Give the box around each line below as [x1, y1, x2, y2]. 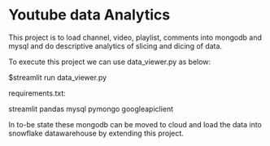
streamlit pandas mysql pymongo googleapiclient [8, 104, 173, 114]
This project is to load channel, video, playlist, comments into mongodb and [8, 32, 262, 42]
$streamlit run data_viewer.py [8, 72, 107, 82]
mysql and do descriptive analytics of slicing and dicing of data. [8, 41, 222, 50]
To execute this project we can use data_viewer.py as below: [8, 57, 211, 67]
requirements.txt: [8, 88, 67, 98]
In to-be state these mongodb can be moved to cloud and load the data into [8, 119, 263, 129]
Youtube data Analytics [8, 6, 171, 24]
